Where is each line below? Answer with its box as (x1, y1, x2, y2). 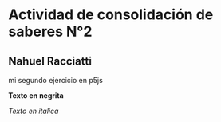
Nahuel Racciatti (8, 54, 92, 68)
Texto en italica (8, 106, 59, 116)
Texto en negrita (8, 91, 64, 100)
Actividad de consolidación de (8, 6, 214, 24)
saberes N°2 (8, 22, 93, 41)
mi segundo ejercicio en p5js (8, 76, 104, 85)
